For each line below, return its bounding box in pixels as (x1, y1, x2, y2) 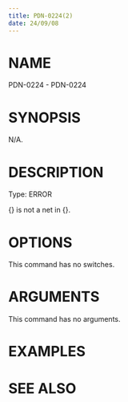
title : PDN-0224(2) (8, 11, 74, 20)
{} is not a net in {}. (8, 205, 71, 215)
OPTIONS (8, 233, 73, 251)
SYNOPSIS (8, 108, 82, 127)
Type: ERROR (8, 189, 52, 199)
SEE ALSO (8, 379, 77, 397)
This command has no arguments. (8, 315, 121, 324)
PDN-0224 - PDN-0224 (8, 80, 86, 90)
